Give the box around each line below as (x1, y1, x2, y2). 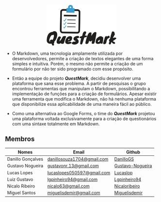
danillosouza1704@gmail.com (47, 156, 109, 162)
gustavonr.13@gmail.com (47, 163, 99, 169)
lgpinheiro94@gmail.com (47, 176, 98, 182)
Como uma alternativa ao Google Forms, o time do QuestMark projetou (12, 110, 155, 116)
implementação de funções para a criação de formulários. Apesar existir (12, 91, 157, 97)
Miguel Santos (7, 190, 36, 196)
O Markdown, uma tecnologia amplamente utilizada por (12, 50, 123, 56)
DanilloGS (114, 156, 134, 162)
